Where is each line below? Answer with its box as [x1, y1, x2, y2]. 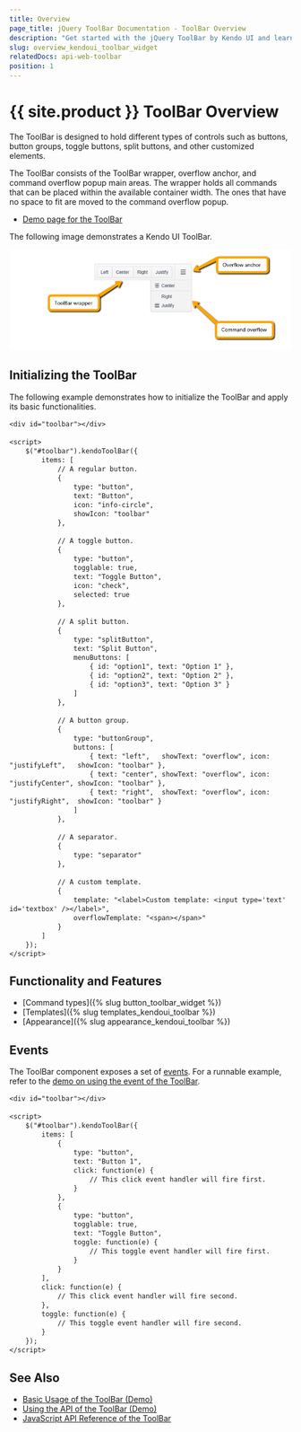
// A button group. [56, 716, 130, 725]
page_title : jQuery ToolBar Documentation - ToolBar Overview [9, 23, 246, 33]
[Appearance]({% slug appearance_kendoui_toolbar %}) [21, 1016, 231, 1027]
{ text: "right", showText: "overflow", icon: [89, 787, 271, 796]
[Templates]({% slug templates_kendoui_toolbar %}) [21, 1006, 217, 1018]
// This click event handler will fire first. [89, 1175, 267, 1184]
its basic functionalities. [9, 400, 97, 412]
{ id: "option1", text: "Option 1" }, [89, 662, 235, 671]
